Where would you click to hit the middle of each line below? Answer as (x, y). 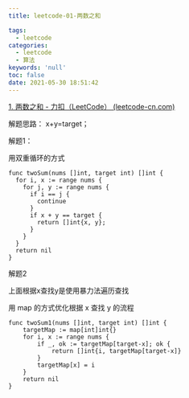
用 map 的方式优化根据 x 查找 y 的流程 (71, 307)
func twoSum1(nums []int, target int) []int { (88, 322)
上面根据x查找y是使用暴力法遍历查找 (69, 290)
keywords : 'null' (37, 68)
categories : (28, 45)
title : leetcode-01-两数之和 (55, 16)
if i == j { (49, 194)
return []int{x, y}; (72, 222)
